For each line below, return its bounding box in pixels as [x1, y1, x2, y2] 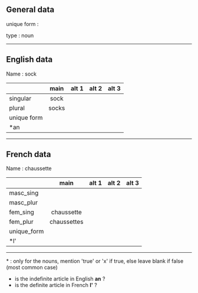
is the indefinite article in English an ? [14, 275, 105, 282]
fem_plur [9, 218, 34, 226]
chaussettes [49, 218, 84, 226]
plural [9, 103, 25, 112]
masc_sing [9, 189, 39, 197]
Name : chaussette [6, 165, 52, 172]
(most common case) [6, 264, 58, 271]
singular [9, 94, 31, 102]
